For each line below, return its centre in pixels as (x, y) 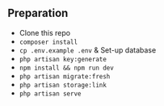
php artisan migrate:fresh (65, 76)
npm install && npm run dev (66, 68)
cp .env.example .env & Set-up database (88, 50)
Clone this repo (44, 32)
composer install (48, 42)
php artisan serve (50, 93)
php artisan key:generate (63, 59)
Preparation (38, 13)
